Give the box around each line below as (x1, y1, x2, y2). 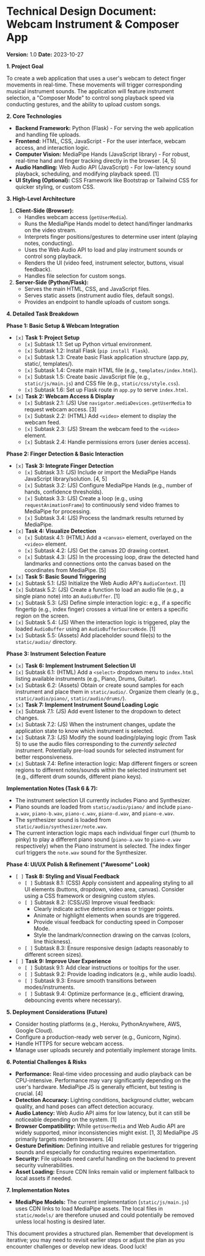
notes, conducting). (24, 239, 74, 247)
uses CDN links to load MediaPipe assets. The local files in (15, 1204, 163, 1212)
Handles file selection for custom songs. (24, 272, 127, 279)
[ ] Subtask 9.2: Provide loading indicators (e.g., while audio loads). (24, 970, 197, 977)
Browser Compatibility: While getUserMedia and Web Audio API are (15, 1122, 185, 1130)
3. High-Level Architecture (6, 195, 75, 202)
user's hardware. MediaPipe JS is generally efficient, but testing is (15, 1083, 182, 1090)
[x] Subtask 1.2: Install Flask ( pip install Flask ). (24, 347, 150, 354)
